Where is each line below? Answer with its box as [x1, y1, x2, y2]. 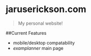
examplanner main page [13, 45, 64, 51]
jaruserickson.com [6, 4, 86, 15]
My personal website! [18, 20, 63, 26]
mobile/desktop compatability [13, 39, 75, 46]
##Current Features [6, 30, 47, 36]
